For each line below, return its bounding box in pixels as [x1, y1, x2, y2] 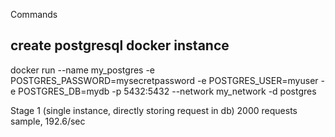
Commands [10, 9, 58, 20]
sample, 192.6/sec [10, 115, 86, 127]
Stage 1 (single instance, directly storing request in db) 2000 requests [10, 104, 298, 116]
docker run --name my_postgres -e [10, 64, 156, 76]
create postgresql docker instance [10, 37, 230, 54]
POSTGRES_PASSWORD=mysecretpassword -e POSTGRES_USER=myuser [10, 74, 319, 86]
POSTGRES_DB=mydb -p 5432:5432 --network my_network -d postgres [18, 85, 317, 97]
